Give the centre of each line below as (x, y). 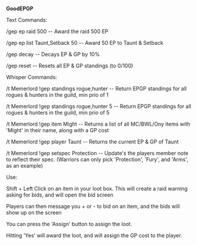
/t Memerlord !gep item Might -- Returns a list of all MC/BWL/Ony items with (98, 124)
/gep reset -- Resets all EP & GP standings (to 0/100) (70, 66)
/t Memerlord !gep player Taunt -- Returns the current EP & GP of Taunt (92, 142)
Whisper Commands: (32, 77)
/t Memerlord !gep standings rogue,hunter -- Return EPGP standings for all (96, 89)
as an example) (24, 166)
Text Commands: (27, 20)
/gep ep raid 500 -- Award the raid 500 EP (57, 31)
